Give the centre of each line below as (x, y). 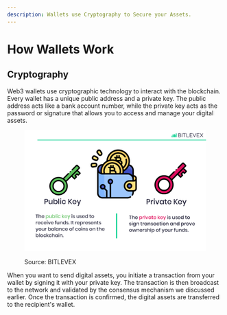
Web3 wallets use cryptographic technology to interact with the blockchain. (114, 91)
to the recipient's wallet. (41, 305)
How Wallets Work (61, 49)
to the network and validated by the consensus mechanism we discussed (111, 290)
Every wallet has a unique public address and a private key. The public (107, 98)
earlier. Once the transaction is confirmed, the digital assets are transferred (113, 297)
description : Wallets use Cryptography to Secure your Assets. (99, 14)
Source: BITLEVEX (50, 262)
